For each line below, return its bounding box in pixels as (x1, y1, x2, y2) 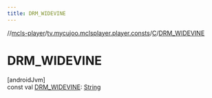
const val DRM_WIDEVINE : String (7, 83, 101, 91)
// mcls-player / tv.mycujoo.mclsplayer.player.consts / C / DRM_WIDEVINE (7, 29, 205, 37)
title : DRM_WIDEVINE (7, 10, 67, 17)
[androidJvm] (7, 75, 46, 84)
